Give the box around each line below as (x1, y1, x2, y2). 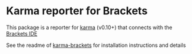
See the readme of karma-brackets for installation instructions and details (6, 42, 186, 49)
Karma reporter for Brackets (6, 4, 148, 18)
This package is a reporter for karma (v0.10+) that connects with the (6, 24, 173, 31)
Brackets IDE (6, 30, 37, 37)
